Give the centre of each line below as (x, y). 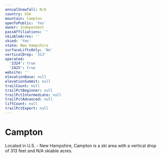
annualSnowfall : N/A (26, 9)
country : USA (18, 14)
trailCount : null (22, 86)
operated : (15, 59)
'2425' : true (22, 68)
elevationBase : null (26, 77)
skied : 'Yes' (18, 41)
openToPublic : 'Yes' (26, 23)
